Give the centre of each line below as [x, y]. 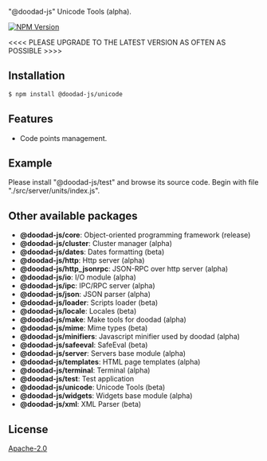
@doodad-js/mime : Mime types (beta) [84, 328]
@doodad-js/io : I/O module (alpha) [78, 277]
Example [30, 163]
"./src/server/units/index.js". [54, 191]
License [28, 429]
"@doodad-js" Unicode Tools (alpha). [70, 12]
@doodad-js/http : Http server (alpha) [82, 260]
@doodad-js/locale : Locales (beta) [78, 311]
